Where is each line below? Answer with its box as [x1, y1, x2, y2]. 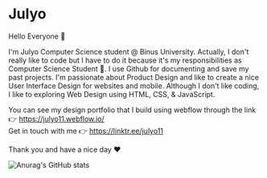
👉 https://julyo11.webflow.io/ [8, 114, 105, 123]
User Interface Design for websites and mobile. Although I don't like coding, [8, 81, 260, 91]
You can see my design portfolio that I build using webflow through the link [8, 105, 257, 115]
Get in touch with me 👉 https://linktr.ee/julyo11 [8, 126, 163, 136]
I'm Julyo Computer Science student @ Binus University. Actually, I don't [8, 47, 249, 56]
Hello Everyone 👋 [8, 31, 66, 41]
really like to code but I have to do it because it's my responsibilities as [8, 55, 243, 65]
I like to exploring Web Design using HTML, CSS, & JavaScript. [8, 89, 216, 99]
